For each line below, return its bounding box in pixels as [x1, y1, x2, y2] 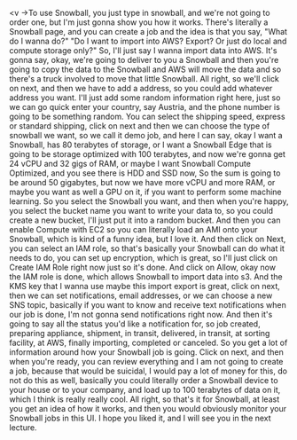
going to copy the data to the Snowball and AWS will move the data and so [9, 64, 282, 75]
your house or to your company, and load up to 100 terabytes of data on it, [9, 385, 281, 395]
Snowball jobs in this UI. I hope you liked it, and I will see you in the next [9, 412, 272, 423]
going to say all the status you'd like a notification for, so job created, [9, 318, 261, 329]
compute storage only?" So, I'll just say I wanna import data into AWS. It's [9, 45, 277, 56]
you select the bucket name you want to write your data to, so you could [9, 206, 273, 216]
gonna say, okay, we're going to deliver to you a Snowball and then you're [9, 55, 279, 65]
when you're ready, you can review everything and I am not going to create [9, 357, 284, 366]
